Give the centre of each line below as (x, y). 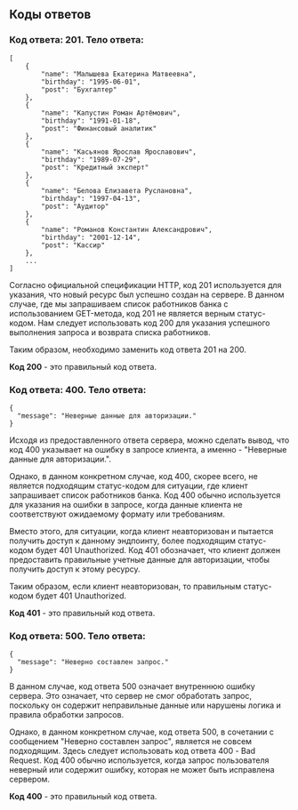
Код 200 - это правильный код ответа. (83, 366)
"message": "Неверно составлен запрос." (93, 662)
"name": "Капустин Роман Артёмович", (111, 113)
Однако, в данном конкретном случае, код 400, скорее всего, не (133, 476)
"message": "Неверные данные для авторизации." (107, 416)
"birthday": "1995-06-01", (91, 82)
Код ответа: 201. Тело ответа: (77, 40)
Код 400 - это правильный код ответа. (83, 797)
